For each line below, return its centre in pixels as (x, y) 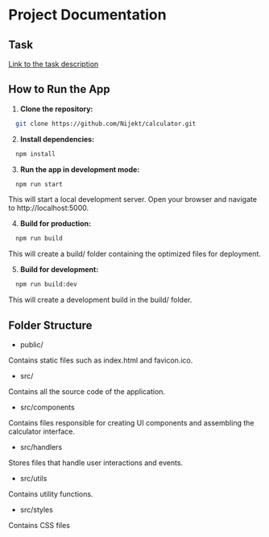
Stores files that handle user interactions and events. (96, 463)
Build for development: (59, 270)
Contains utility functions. (51, 494)
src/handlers (41, 447)
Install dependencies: (57, 139)
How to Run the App (59, 89)
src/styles (37, 510)
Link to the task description (54, 64)
